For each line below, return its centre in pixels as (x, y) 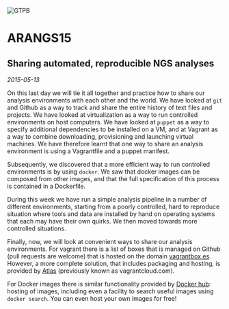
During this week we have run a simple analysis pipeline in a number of (107, 199)
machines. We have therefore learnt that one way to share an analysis (105, 144)
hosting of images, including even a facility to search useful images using (110, 291)
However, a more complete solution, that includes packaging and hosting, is (114, 264)
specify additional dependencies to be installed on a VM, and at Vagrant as (113, 129)
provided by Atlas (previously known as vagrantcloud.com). (91, 271)
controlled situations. (37, 228)
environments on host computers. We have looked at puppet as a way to (108, 122)
